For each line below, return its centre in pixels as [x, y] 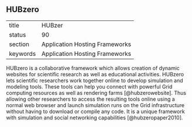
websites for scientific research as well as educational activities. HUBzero [95, 74]
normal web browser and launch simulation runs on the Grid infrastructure [95, 105]
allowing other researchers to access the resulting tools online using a [91, 99]
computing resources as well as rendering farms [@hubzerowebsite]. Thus [96, 93]
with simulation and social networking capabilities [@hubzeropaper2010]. [95, 117]
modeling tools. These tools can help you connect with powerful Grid [89, 86]
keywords [23, 54]
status [18, 34]
